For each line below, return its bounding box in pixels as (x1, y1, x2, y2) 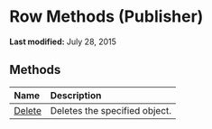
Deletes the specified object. (50, 104, 172, 116)
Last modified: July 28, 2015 (9, 36, 117, 47)
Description (50, 88, 102, 101)
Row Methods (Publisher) (9, 6, 204, 27)
